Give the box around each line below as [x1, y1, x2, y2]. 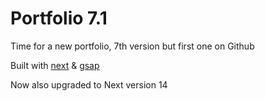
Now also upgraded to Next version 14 [10, 78, 168, 91]
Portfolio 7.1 [10, 7, 108, 30]
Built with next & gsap [10, 59, 100, 71]
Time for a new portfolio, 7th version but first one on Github [10, 40, 255, 52]
